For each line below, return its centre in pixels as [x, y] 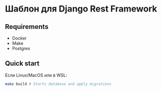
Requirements [27, 27]
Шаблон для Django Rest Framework [81, 9]
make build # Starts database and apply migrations [58, 84]
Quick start [22, 64]
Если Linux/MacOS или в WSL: [36, 75]
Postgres [21, 48]
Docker [19, 38]
